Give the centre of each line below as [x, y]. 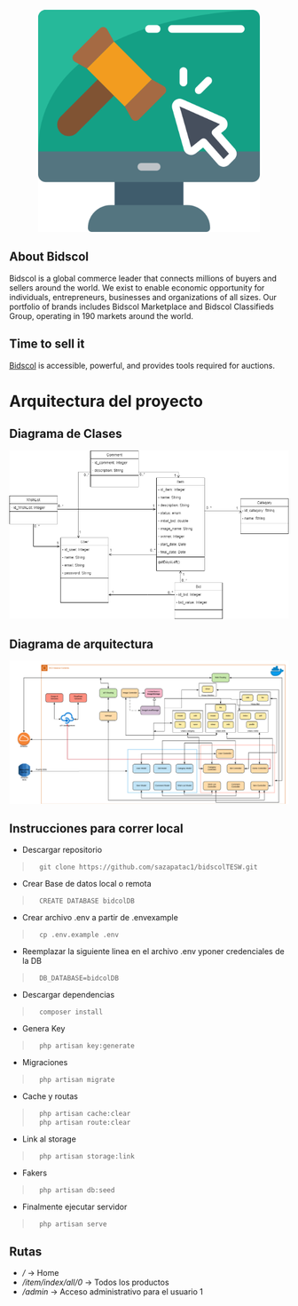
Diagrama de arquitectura [81, 644]
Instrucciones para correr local [96, 828]
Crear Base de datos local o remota [87, 884]
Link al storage [49, 1139]
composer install [71, 1012]
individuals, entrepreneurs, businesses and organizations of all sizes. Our [143, 297]
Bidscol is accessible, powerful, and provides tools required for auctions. [142, 365]
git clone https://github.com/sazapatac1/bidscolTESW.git [149, 867]
